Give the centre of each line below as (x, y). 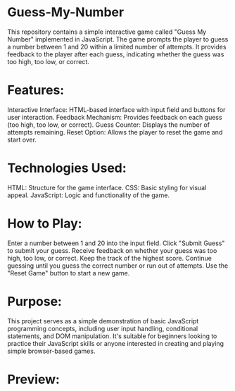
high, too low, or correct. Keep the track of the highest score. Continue (110, 258)
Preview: (33, 379)
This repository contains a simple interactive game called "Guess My (107, 32)
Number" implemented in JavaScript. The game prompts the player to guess (118, 39)
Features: (36, 91)
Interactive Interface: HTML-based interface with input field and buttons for (116, 109)
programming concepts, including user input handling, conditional (103, 328)
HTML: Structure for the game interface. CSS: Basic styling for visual (107, 187)
